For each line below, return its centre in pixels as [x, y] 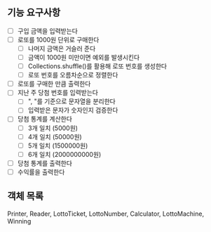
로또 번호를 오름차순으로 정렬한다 [73, 75]
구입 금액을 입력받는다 [48, 31]
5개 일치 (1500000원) [58, 146]
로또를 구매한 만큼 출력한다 [54, 84]
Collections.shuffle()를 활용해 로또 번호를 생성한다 [97, 66]
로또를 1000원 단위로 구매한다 [58, 39]
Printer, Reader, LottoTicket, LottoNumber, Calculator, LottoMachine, [106, 214]
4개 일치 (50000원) [55, 136]
